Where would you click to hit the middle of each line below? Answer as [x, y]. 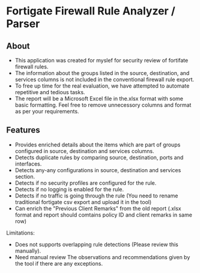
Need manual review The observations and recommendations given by [102, 257]
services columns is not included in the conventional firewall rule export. [105, 79]
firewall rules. [32, 67]
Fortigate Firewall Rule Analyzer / [91, 11]
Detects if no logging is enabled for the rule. [69, 189]
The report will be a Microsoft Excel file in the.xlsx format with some [99, 98]
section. [25, 176]
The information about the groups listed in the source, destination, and [102, 73]
